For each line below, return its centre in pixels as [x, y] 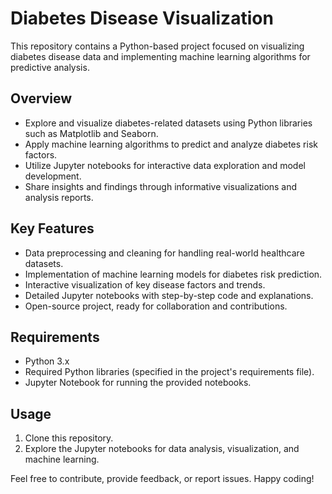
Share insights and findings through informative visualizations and [161, 186]
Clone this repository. [69, 438]
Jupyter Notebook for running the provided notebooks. [138, 383]
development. [53, 176]
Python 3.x [47, 361]
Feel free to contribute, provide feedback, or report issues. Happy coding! [162, 479]
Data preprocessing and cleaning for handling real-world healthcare [164, 253]
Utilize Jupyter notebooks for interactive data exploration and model [165, 165]
